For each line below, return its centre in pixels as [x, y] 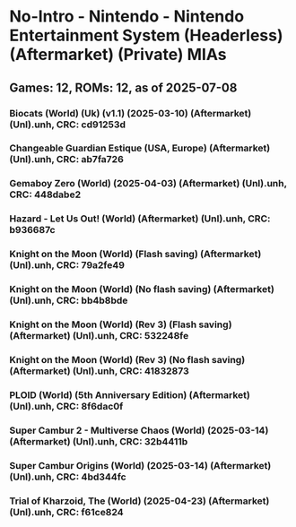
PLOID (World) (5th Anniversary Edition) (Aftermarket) [130, 394]
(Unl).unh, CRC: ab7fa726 [66, 160]
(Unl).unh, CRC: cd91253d [68, 125]
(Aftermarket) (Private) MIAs [118, 55]
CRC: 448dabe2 [45, 194]
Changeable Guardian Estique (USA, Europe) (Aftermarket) [140, 148]
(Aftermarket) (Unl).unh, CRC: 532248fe [99, 336]
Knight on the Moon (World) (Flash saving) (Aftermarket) [135, 255]
